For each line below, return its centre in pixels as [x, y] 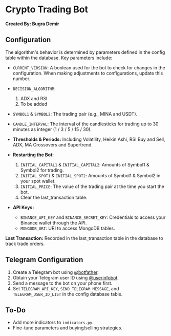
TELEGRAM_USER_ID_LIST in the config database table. [68, 294]
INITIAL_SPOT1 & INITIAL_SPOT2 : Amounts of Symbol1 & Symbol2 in [90, 175]
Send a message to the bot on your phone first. [62, 283]
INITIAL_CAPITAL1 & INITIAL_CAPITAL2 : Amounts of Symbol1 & [85, 164]
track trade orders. [25, 244]
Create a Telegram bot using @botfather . [56, 272]
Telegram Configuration [44, 260]
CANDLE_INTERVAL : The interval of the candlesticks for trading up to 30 [85, 124]
